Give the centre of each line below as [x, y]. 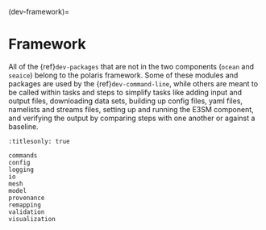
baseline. [23, 126]
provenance [27, 198]
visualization [32, 219]
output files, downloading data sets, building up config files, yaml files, [126, 101]
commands [23, 155]
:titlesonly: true [39, 141]
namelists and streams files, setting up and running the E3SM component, [131, 109]
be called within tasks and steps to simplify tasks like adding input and [125, 92]
